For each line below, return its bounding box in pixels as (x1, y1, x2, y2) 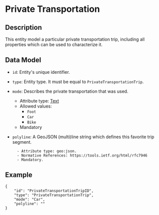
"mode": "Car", (14, 197, 45, 202)
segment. (12, 139, 32, 145)
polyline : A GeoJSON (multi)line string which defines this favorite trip (12, 134, 155, 140)
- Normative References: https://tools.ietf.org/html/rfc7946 (17, 153, 148, 158)
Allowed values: (19, 103, 52, 109)
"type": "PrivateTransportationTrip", (14, 192, 94, 198)
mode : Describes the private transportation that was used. (12, 88, 128, 94)
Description (5, 23, 42, 32)
